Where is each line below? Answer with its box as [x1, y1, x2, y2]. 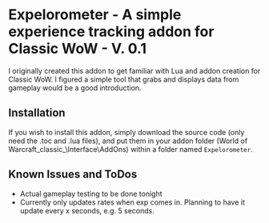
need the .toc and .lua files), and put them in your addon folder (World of [8, 136, 248, 145]
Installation [8, 106, 66, 120]
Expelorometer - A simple [8, 6, 182, 24]
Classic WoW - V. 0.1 [8, 40, 147, 58]
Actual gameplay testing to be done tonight [19, 189, 163, 198]
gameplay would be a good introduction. [8, 82, 142, 93]
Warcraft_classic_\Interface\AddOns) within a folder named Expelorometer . [8, 144, 254, 153]
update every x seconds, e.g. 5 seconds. [19, 205, 155, 215]
